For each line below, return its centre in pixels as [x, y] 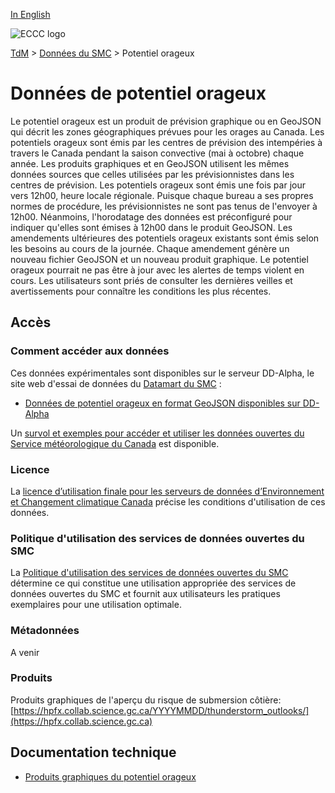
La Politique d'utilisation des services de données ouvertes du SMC [149, 573]
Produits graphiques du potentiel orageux [110, 776]
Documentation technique [93, 752]
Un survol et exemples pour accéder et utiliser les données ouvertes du [157, 433]
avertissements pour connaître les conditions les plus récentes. [141, 291]
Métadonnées [45, 631]
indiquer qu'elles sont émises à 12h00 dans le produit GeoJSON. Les [151, 227]
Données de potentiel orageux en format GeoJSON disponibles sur [162, 403]
